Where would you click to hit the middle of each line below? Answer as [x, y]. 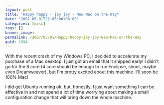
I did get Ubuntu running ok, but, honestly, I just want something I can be [80, 87]
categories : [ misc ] [25, 24]
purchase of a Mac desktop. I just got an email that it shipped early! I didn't [82, 61]
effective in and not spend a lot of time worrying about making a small [77, 92]
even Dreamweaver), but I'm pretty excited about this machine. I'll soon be [82, 72]
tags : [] [14, 28]
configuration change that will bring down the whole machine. [69, 97]
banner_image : [20, 33]
